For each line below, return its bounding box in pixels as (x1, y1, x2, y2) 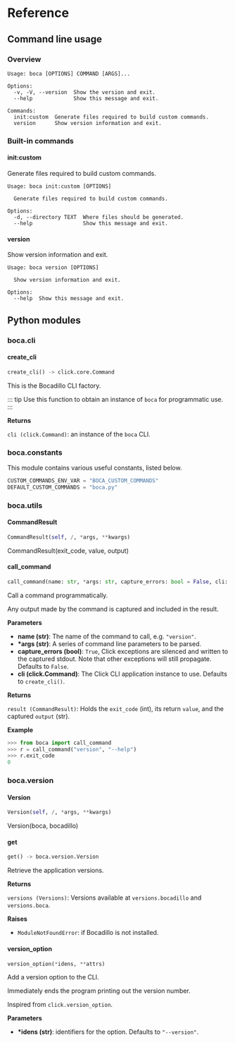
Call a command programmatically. (7, 591, 108, 600)
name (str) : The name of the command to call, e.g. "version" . (17, 632, 196, 640)
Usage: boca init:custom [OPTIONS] (7, 183, 112, 190)
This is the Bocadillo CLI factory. (7, 381, 101, 390)
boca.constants (7, 447, 63, 457)
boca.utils (7, 500, 43, 510)
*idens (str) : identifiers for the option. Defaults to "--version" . (17, 1027, 199, 1036)
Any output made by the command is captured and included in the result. (7, 604, 220, 613)
